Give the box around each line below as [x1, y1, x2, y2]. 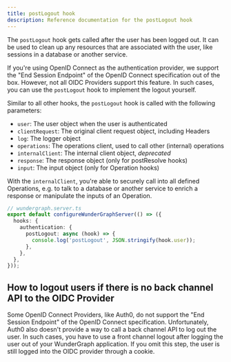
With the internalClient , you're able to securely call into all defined [7, 177, 200, 185]
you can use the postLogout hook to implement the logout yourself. [7, 86, 197, 94]
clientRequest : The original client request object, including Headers [17, 127, 210, 135]
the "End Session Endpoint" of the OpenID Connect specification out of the [7, 70, 221, 79]
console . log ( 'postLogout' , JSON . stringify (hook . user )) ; [32, 237, 196, 243]
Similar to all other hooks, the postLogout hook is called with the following [7, 99, 216, 107]
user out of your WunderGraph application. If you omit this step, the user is [7, 340, 220, 348]
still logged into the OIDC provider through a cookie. [7, 348, 155, 356]
